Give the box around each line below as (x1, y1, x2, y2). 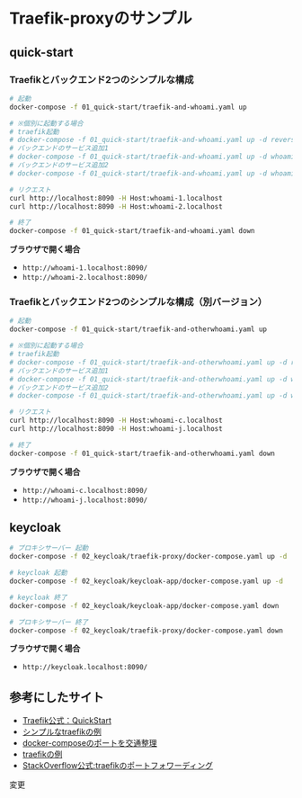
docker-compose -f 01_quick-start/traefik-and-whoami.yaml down (9, 227, 255, 236)
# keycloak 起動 (9, 569, 67, 578)
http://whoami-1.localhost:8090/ (22, 264, 148, 273)
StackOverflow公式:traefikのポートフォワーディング (22, 760, 214, 771)
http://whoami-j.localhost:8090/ (22, 496, 148, 505)
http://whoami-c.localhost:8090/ (22, 486, 148, 495)
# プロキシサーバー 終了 (9, 617, 89, 626)
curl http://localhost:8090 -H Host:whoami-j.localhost (9, 425, 223, 434)
